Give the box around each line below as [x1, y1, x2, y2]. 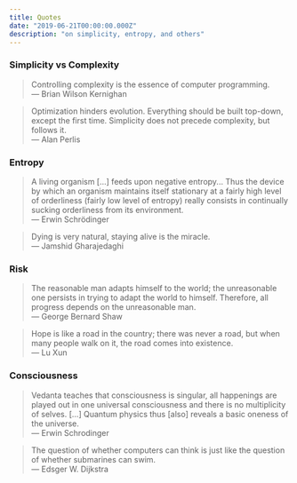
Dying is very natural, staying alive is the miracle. [30, 231, 211, 241]
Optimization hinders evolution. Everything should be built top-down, [30, 106, 284, 116]
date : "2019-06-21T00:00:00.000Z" [9, 21, 138, 30]
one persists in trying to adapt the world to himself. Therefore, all [30, 292, 269, 303]
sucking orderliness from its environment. [30, 204, 184, 215]
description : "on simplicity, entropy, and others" [9, 29, 205, 38]
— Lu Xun [30, 347, 68, 358]
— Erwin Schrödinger [30, 214, 109, 225]
